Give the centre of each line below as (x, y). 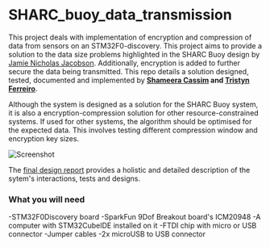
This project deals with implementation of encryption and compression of (130, 37)
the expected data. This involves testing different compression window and (133, 130)
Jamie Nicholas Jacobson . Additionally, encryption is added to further (124, 63)
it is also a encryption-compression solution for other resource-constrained (134, 113)
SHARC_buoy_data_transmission (120, 15)
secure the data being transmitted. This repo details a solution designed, (129, 71)
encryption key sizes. (44, 138)
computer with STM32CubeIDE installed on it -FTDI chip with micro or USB (133, 226)
